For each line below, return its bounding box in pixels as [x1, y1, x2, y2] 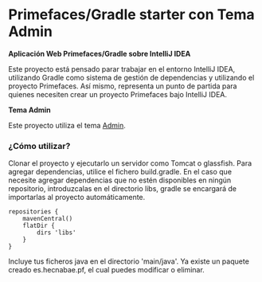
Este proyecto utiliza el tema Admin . [8, 120, 126, 130]
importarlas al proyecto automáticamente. [8, 193, 146, 202]
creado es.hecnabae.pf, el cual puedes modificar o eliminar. [8, 265, 205, 275]
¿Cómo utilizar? [8, 140, 71, 151]
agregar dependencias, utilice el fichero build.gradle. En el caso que [8, 167, 233, 177]
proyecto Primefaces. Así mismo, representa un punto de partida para [8, 81, 237, 91]
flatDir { [22, 221, 56, 230]
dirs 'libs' [37, 229, 77, 237]
